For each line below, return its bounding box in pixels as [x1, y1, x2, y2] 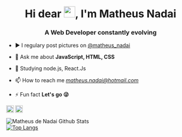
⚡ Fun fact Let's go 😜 [14, 91, 69, 98]
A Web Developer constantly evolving [44, 29, 157, 37]
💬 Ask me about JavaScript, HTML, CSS [14, 54, 115, 61]
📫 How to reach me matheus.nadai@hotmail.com [14, 77, 139, 84]
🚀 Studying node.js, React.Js [14, 65, 86, 72]
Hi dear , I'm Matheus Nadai [25, 7, 177, 21]
